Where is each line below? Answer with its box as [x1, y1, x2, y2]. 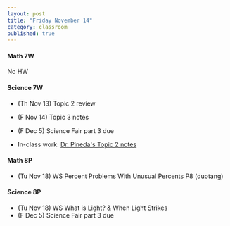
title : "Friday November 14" [7, 17, 93, 24]
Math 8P [7, 156, 33, 165]
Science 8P [7, 188, 41, 196]
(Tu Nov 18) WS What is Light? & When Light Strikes [17, 203, 168, 212]
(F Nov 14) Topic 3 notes [17, 113, 89, 121]
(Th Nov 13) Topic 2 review [17, 99, 96, 108]
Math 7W [7, 51, 35, 60]
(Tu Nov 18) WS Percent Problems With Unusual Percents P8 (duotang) [17, 172, 224, 180]
